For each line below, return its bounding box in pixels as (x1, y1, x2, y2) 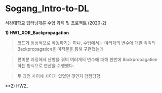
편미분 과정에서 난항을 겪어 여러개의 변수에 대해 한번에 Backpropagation (17, 56, 158, 62)
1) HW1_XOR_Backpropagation (5, 30, 69, 35)
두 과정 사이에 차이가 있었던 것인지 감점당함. (17, 73, 102, 79)
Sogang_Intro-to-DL (5, 3, 89, 14)
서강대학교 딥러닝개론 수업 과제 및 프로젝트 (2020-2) (5, 20, 107, 26)
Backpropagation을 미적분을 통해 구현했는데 (17, 46, 104, 52)
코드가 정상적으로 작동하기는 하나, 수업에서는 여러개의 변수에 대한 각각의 (17, 40, 156, 46)
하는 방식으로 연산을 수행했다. (17, 62, 75, 68)
